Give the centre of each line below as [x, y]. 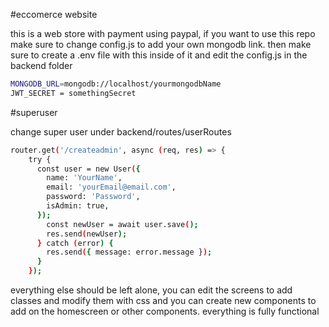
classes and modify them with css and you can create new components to [163, 300]
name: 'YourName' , [84, 178]
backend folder [41, 65]
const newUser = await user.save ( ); [122, 224]
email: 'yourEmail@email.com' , [111, 187]
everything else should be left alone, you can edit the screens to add [151, 290]
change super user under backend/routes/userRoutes [121, 131]
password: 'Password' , [93, 197]
